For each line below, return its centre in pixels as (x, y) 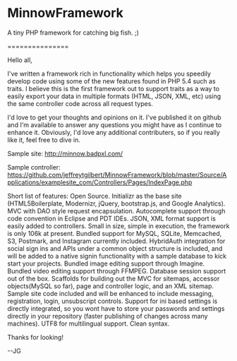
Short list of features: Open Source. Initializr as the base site (95, 196)
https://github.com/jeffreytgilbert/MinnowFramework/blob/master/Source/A (117, 174)
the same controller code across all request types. (80, 103)
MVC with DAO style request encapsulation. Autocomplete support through (116, 211)
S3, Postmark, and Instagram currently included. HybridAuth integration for (116, 241)
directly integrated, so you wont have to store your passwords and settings (116, 308)
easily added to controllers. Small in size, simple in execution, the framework (119, 226)
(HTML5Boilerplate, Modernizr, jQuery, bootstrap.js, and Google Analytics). (116, 203)
